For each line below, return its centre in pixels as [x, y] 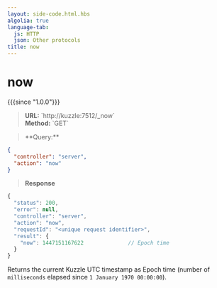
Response [40, 183]
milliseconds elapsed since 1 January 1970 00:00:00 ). [87, 277]
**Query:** [42, 137]
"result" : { [32, 236]
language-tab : [28, 27]
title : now [23, 47]
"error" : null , [36, 210]
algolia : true [28, 21]
